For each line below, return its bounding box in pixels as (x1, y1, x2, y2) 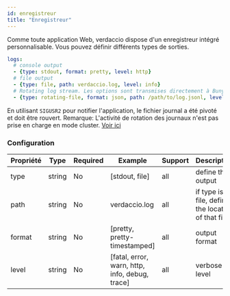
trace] (110, 277, 130, 287)
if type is (195, 186, 224, 196)
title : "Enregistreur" (7, 16, 72, 23)
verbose (195, 260, 222, 270)
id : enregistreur (7, 10, 57, 17)
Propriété (10, 156, 42, 165)
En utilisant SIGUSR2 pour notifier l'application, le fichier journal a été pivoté (7, 106, 217, 114)
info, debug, (110, 269, 149, 278)
